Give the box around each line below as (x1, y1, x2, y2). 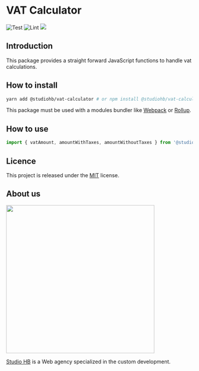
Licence (6, 156, 37, 166)
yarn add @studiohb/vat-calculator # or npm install (6, 96, 139, 102)
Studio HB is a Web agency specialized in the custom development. (6, 358, 171, 365)
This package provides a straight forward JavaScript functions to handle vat (6, 57, 192, 64)
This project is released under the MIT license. (6, 171, 120, 178)
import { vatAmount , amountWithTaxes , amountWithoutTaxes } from (6, 140, 171, 146)
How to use (6, 124, 49, 134)
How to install (6, 81, 58, 91)
